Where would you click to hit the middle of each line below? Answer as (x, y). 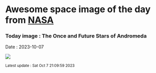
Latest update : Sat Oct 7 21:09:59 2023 (40, 66)
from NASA (29, 20)
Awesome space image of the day (78, 9)
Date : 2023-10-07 (25, 47)
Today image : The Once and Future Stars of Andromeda (76, 36)
